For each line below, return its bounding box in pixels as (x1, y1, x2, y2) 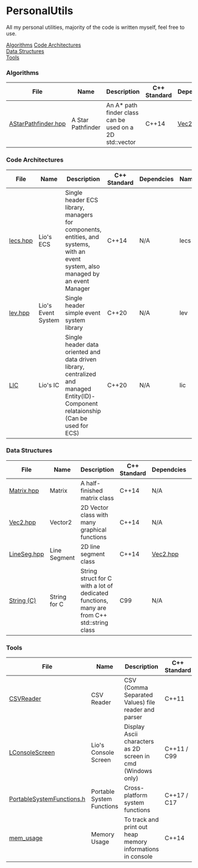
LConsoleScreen (9, 748, 55, 756)
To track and (124, 815, 159, 824)
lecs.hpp (9, 236, 34, 244)
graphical (80, 525, 107, 533)
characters (124, 738, 154, 746)
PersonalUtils (6, 4, 74, 18)
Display (124, 723, 145, 731)
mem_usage (9, 834, 43, 842)
